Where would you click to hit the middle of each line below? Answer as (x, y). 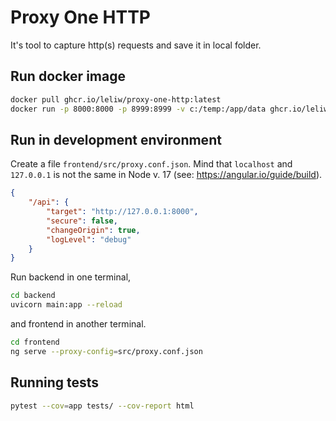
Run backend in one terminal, (71, 277)
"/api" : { (49, 202)
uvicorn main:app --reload (66, 305)
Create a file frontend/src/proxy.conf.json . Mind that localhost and (151, 164)
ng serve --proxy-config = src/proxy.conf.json (106, 351)
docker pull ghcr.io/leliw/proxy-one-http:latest (116, 99)
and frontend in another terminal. (78, 324)
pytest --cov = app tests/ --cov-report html (102, 406)
